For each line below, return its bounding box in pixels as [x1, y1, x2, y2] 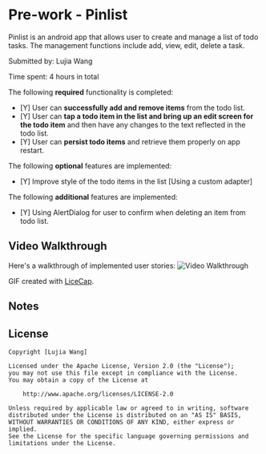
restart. [19, 145, 44, 155]
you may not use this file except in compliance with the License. [8, 369, 239, 377]
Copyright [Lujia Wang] [8, 347, 88, 356]
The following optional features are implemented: [8, 160, 172, 170]
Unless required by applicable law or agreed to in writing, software [8, 403, 249, 412]
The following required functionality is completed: [8, 87, 174, 97]
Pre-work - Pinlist [8, 6, 128, 24]
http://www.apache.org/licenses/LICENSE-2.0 [22, 390, 174, 398]
